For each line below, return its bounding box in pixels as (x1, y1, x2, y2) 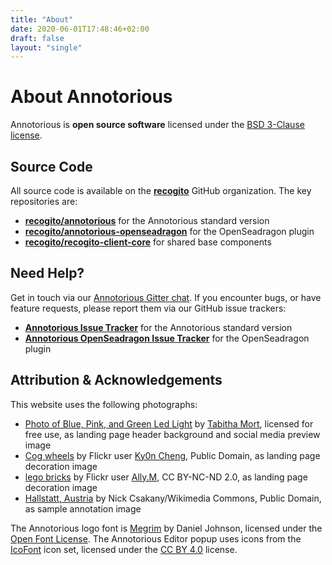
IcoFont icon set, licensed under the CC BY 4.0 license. (10, 543, 238, 555)
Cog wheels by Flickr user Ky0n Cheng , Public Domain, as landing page (24, 449, 321, 461)
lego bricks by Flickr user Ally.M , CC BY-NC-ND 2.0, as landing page (24, 471, 308, 483)
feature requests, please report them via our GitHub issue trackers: (10, 302, 287, 314)
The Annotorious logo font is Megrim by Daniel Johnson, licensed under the (10, 522, 323, 534)
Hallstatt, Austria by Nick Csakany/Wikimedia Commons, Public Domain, (24, 492, 322, 504)
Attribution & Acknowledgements (10, 372, 223, 389)
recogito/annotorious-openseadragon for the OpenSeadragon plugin (24, 226, 315, 237)
